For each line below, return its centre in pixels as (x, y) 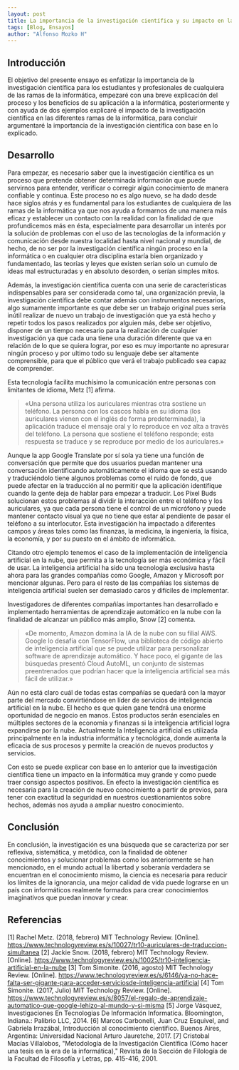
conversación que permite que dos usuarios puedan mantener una (105, 463)
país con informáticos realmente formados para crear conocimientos (108, 890)
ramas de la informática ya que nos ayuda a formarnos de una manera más (117, 210)
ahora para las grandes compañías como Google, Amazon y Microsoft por (116, 575)
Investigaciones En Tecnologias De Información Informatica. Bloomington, (116, 1013)
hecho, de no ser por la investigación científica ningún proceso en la (108, 248)
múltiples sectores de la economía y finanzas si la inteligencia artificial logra (118, 723)
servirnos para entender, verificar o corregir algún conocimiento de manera (118, 188)
